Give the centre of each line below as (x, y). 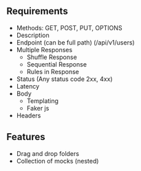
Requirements (37, 11)
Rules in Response (53, 71)
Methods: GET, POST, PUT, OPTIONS (69, 27)
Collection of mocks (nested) (57, 161)
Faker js (38, 108)
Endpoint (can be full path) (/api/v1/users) (75, 42)
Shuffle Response (52, 57)
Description (33, 35)
